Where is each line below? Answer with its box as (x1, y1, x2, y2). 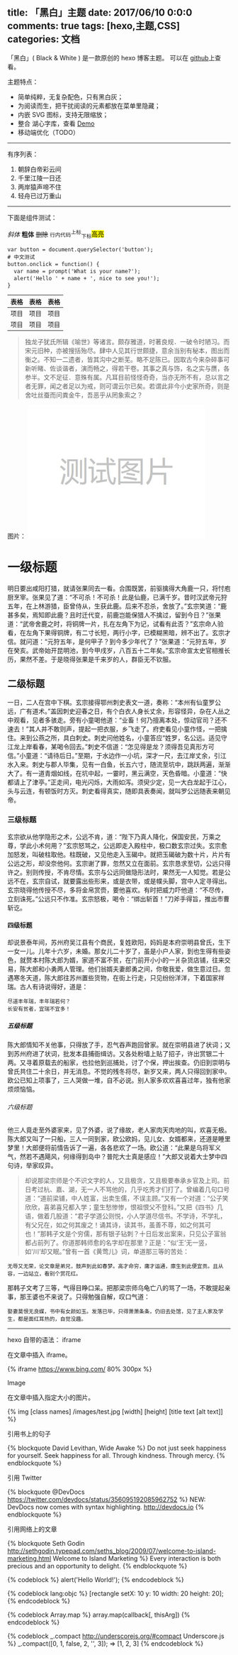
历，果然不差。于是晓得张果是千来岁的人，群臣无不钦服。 (7, 655, 175, 664)
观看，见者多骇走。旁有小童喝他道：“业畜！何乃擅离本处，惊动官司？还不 (13, 715, 228, 724)
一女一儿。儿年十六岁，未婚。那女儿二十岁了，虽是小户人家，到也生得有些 (7, 947, 225, 956)
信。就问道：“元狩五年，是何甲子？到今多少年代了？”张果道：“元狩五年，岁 (7, 637, 227, 646)
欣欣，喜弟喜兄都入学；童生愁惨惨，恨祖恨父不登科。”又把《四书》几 (24, 1203, 223, 1211)
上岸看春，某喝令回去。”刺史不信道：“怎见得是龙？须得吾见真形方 (19, 742, 209, 751)
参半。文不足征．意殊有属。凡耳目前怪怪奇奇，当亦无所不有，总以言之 (24, 373, 230, 381)
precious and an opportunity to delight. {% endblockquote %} (7, 1562, 188, 1571)
